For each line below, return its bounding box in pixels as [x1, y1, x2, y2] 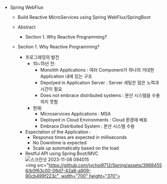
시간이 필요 [40, 86, 62, 92]
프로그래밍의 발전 [25, 54, 60, 60]
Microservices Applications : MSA [40, 111, 111, 116]
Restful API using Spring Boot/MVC [25, 150, 99, 157]
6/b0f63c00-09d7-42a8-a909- [25, 168, 91, 173]
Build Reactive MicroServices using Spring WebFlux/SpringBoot [17, 14, 151, 20]
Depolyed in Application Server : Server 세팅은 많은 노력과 [40, 80, 159, 85]
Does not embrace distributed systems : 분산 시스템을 [40, 93, 151, 98]
